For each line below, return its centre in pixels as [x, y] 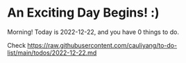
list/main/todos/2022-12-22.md [52, 53]
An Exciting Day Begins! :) [83, 13]
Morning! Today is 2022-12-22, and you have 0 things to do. [93, 32]
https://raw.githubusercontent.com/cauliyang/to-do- [102, 45]
